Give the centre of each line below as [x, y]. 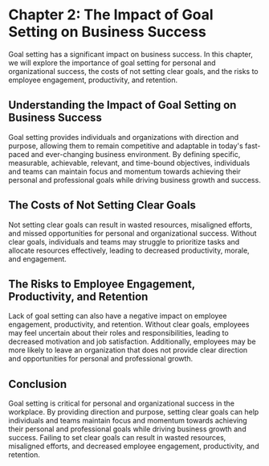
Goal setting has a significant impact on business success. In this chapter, [130, 54]
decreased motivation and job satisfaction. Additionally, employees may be [132, 342]
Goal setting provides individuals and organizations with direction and [124, 137]
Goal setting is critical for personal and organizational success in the [122, 403]
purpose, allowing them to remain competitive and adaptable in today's [126, 146]
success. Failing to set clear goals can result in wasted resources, [117, 438]
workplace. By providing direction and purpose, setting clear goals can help [134, 412]
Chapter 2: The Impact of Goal [111, 15]
